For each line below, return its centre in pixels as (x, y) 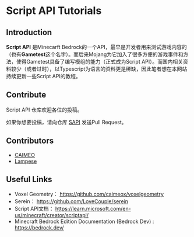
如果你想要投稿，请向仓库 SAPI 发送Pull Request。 (66, 122)
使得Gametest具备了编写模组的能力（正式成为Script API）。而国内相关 (100, 62)
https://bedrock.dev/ (39, 228)
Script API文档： (34, 209)
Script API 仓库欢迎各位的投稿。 (44, 110)
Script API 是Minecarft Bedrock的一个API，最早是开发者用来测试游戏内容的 (97, 47)
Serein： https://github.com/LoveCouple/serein (71, 201)
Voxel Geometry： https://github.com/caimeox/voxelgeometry (89, 194)
